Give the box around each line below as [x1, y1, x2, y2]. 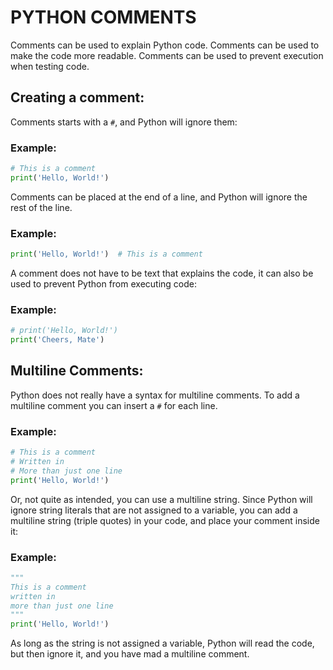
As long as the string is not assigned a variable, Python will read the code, [10, 637, 315, 650]
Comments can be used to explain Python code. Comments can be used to [10, 39, 320, 51]
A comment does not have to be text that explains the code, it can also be [10, 267, 314, 279]
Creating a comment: [10, 89, 145, 106]
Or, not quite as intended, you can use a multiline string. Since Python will [10, 493, 313, 505]
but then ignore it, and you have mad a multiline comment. [10, 648, 250, 660]
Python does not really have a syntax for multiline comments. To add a [10, 389, 300, 401]
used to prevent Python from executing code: [10, 277, 197, 290]
